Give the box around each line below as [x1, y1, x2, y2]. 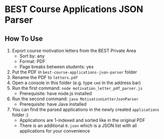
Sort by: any [19, 53, 45, 59]
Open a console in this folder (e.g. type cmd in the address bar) [12, 80, 141, 86]
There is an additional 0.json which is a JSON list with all [19, 122, 137, 128]
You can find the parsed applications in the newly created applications [12, 107, 159, 112]
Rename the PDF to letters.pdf [12, 75, 78, 80]
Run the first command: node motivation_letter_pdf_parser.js [12, 85, 143, 91]
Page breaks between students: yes [19, 64, 94, 69]
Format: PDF [19, 58, 46, 64]
